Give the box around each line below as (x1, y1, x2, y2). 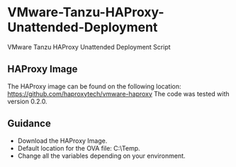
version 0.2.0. (7, 97, 47, 105)
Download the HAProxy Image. (17, 136, 108, 145)
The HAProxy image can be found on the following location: (7, 82, 182, 91)
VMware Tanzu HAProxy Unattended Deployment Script (7, 42, 172, 51)
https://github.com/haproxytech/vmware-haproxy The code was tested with (7, 89, 230, 98)
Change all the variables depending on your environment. (17, 151, 186, 160)
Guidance (7, 117, 51, 129)
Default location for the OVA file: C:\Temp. (17, 144, 140, 152)
